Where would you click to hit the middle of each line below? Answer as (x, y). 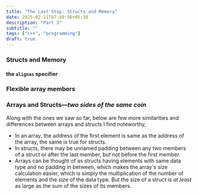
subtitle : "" (22, 28)
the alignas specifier (32, 74)
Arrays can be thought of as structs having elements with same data (98, 161)
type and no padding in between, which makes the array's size (91, 167)
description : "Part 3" (34, 22)
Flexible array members (41, 89)
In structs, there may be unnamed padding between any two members (100, 148)
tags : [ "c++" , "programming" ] (43, 34)
